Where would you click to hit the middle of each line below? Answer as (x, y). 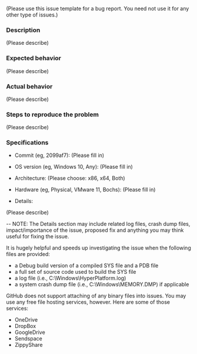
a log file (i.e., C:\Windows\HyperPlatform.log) (70, 278)
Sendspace (28, 339)
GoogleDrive (30, 332)
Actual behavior (29, 86)
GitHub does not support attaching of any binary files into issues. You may (96, 296)
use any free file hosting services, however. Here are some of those (88, 302)
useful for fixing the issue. (38, 237)
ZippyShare (29, 345)
